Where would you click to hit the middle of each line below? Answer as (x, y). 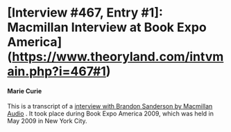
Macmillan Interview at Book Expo (107, 27)
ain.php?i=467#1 (57, 72)
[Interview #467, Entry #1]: (85, 13)
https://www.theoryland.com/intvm (118, 57)
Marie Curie (25, 91)
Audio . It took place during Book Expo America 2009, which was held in (110, 114)
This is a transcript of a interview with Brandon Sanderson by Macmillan (110, 106)
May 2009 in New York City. (48, 121)
